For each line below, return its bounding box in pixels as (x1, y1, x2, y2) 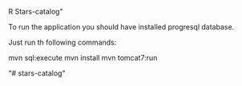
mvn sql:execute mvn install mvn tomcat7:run (8, 53, 158, 62)
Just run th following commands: (8, 37, 117, 47)
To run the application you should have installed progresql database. (8, 22, 235, 31)
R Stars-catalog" (8, 7, 63, 16)
